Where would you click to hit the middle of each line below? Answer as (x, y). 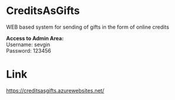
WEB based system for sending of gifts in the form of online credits (88, 27)
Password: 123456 (29, 50)
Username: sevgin (28, 44)
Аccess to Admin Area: (35, 38)
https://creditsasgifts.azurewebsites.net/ (55, 90)
